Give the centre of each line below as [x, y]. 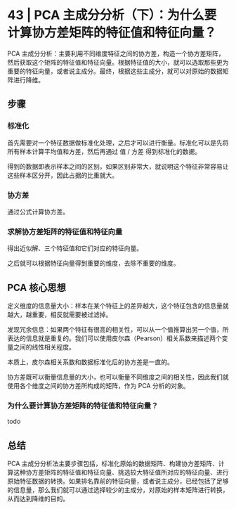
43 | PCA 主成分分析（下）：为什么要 [112, 15]
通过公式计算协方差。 [38, 212]
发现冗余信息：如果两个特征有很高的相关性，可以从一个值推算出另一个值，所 [118, 330]
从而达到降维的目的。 [38, 499]
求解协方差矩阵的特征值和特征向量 [65, 231]
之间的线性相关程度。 [44, 347]
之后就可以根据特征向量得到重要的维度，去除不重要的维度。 [93, 263]
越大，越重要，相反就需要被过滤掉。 [60, 315]
